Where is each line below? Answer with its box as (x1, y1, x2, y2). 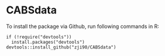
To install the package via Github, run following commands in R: (6, 23, 159, 30)
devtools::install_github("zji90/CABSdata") (6, 44, 116, 50)
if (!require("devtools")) (6, 34, 72, 40)
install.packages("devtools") (11, 39, 85, 45)
